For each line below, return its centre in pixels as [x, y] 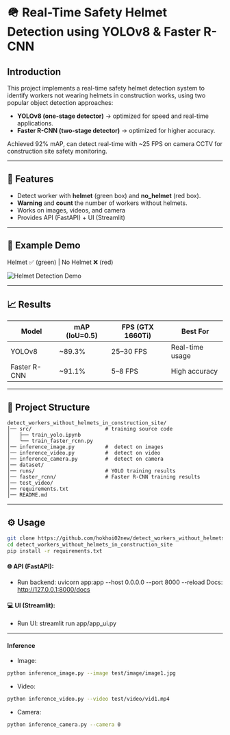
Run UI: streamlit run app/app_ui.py [67, 623]
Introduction [34, 72]
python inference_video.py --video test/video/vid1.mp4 [88, 699]
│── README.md [27, 495]
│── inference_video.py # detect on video [84, 453]
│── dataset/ [26, 465]
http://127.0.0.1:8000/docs [53, 589]
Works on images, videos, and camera [71, 210]
